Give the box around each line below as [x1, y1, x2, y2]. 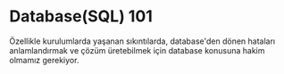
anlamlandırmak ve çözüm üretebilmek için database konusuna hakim [9, 45, 265, 55]
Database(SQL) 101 [9, 6, 154, 27]
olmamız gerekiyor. [9, 54, 79, 65]
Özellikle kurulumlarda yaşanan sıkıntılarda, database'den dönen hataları [9, 36, 275, 46]
